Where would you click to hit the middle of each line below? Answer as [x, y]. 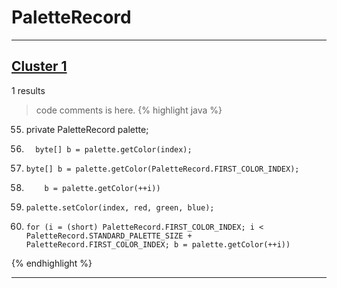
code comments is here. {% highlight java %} [129, 110]
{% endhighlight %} [52, 263]
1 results [28, 90]
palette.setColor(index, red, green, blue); [120, 207]
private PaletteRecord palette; [87, 129]
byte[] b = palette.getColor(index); [114, 149]
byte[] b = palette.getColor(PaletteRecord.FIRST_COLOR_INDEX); [162, 169]
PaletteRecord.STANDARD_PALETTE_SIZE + [109, 236]
